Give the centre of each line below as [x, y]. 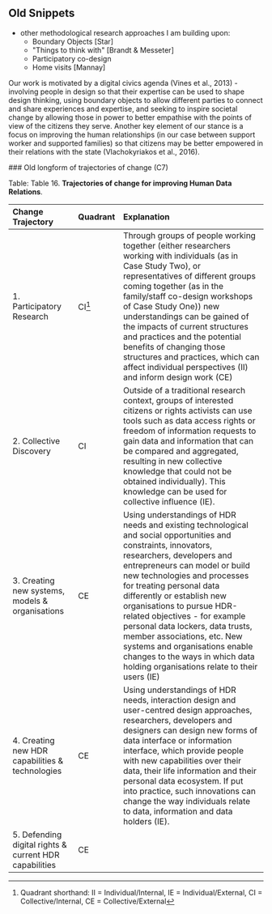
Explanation [146, 216]
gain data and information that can [188, 440]
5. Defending [37, 835]
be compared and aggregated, [181, 451]
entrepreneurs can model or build [187, 565]
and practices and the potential [182, 337]
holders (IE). [146, 821]
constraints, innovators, [168, 545]
